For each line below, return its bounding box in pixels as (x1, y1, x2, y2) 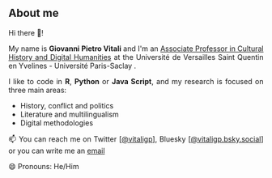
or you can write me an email (8, 146, 105, 155)
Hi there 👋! (8, 28, 45, 37)
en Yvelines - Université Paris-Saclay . (8, 61, 137, 70)
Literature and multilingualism (19, 109, 119, 119)
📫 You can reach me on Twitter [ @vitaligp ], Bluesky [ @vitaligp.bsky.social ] (8, 133, 264, 144)
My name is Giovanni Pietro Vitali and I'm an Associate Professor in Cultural (8, 44, 265, 53)
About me (8, 6, 59, 20)
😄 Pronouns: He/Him (8, 161, 79, 171)
